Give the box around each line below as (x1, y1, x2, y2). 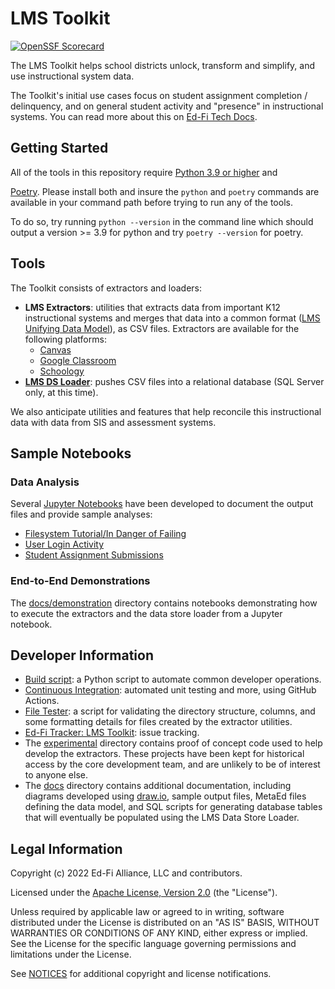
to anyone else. (24, 769, 88, 781)
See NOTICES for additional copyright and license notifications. (10, 968, 272, 980)
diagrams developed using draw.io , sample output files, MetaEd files (24, 790, 307, 802)
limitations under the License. (10, 948, 132, 961)
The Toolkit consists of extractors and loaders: (10, 282, 203, 294)
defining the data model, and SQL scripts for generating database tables (24, 801, 323, 813)
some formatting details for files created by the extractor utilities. (24, 716, 293, 728)
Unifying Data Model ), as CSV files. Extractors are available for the (24, 322, 300, 334)
